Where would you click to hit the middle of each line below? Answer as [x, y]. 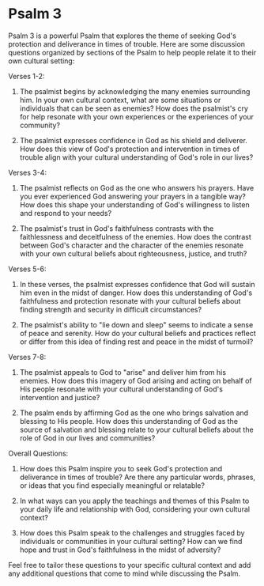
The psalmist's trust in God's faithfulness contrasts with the [117, 228]
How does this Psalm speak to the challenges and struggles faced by [132, 533]
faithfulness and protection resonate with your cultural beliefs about [130, 301]
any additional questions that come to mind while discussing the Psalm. [124, 573]
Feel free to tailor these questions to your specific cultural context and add [130, 565]
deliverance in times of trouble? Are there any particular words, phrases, [137, 477]
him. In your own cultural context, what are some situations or [120, 100]
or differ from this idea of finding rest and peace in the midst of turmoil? [136, 342]
